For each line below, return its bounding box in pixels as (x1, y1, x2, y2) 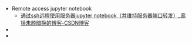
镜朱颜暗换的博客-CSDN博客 (20, 19, 89, 26)
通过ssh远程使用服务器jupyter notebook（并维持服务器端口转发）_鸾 (20, 12, 186, 19)
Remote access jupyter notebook (11, 5, 92, 12)
